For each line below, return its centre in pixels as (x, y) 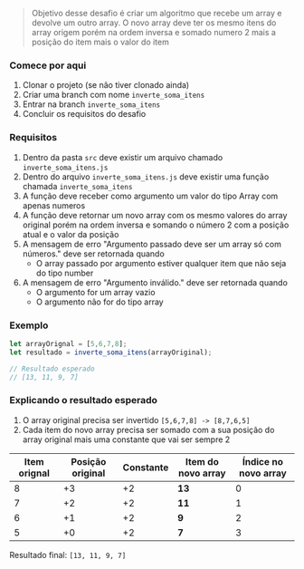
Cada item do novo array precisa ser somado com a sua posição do (148, 429)
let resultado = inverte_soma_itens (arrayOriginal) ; (111, 352)
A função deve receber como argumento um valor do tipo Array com (150, 196)
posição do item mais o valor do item (100, 42)
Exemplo (29, 325)
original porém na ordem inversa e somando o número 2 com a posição (156, 225)
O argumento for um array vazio (95, 292)
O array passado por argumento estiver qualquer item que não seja (161, 263)
